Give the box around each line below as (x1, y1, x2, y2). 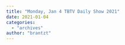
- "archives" (11, 25, 44, 31)
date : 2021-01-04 (6, 14, 49, 20)
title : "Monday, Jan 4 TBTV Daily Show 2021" (6, 8, 120, 15)
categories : (6, 19, 35, 25)
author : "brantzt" (6, 30, 51, 36)
